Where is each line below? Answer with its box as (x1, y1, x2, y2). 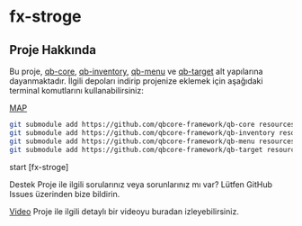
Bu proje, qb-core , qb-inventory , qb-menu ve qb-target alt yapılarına (9, 66, 263, 77)
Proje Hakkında (9, 42, 97, 58)
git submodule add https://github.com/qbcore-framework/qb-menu (9, 137, 255, 146)
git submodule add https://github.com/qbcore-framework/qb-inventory (9, 128, 276, 137)
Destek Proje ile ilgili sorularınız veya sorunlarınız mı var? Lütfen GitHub (9, 178, 272, 190)
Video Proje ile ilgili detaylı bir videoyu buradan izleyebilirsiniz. (9, 205, 240, 217)
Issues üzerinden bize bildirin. (9, 188, 120, 199)
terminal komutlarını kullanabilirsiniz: (9, 86, 144, 95)
